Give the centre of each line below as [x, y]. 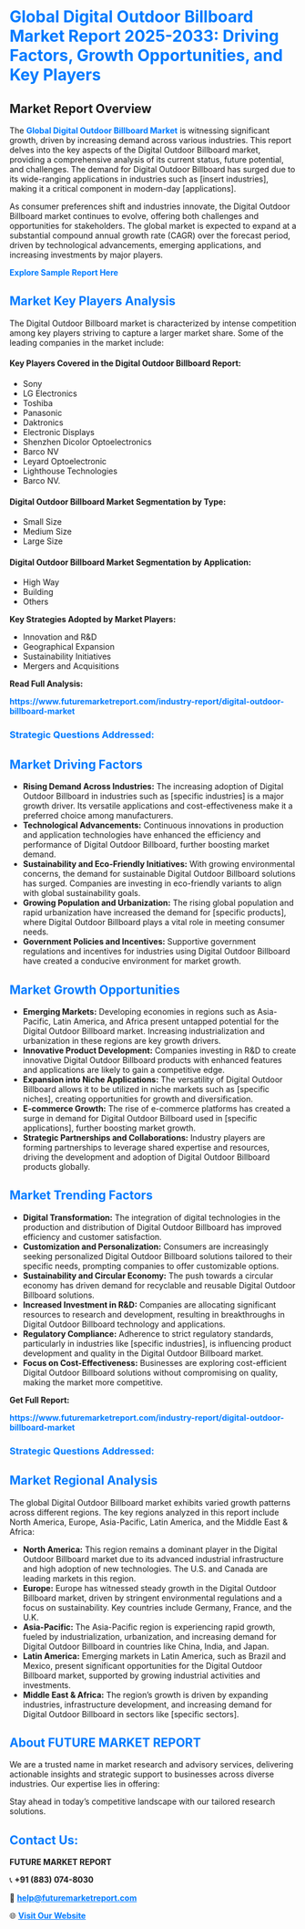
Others [36, 602]
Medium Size [47, 532]
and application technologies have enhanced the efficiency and [142, 835]
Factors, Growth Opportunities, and [147, 56]
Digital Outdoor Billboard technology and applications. [124, 1324]
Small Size [42, 522]
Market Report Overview [81, 108]
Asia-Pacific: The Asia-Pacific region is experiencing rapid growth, [149, 1627]
